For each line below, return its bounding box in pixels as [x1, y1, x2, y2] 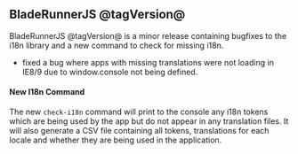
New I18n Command [9, 87, 85, 97]
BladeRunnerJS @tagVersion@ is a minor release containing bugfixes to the [9, 30, 287, 41]
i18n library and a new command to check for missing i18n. [9, 40, 224, 50]
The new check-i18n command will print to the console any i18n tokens [9, 106, 269, 118]
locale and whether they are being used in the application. [9, 135, 222, 145]
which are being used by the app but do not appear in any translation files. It [9, 116, 289, 127]
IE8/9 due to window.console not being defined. [21, 66, 198, 77]
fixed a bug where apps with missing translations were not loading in [21, 57, 274, 67]
